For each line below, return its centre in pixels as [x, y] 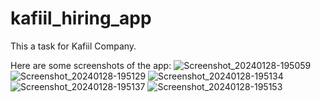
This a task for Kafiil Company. [73, 46]
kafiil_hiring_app [81, 18]
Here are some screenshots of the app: [91, 65]
